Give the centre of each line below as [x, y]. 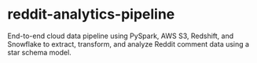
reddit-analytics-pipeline [91, 14]
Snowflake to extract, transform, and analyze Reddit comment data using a [128, 44]
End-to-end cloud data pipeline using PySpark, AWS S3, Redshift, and [121, 36]
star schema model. [39, 52]
